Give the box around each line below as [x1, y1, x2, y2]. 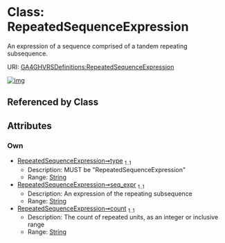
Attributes [7, 119, 52, 132]
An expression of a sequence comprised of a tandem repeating [7, 42, 188, 50]
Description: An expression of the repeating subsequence [27, 189, 192, 198]
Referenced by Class [7, 97, 99, 108]
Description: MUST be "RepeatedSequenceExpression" [27, 165, 186, 174]
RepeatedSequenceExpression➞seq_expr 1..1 [17, 180, 145, 190]
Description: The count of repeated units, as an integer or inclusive [27, 213, 219, 221]
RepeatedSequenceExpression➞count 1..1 [17, 204, 135, 214]
